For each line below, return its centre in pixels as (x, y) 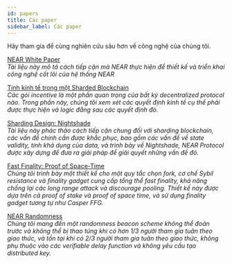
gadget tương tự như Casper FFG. (55, 203)
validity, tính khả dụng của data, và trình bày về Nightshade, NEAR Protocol (116, 146)
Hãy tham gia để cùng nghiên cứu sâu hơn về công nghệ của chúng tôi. (109, 46)
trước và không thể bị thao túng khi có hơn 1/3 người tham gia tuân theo (110, 231)
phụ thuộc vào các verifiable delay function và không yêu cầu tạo (102, 246)
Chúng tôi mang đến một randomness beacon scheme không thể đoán (108, 224)
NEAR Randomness (35, 216)
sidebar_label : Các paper (44, 26)
